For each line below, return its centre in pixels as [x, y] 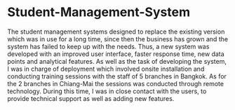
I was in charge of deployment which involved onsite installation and [106, 69]
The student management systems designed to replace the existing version [116, 32]
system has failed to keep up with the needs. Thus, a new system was [108, 46]
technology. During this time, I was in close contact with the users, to [107, 91]
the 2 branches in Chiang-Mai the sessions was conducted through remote [116, 83]
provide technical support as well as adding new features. [91, 98]
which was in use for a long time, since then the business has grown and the [118, 39]
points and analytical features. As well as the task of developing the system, [117, 61]
